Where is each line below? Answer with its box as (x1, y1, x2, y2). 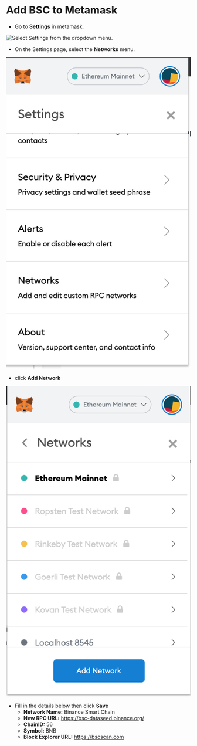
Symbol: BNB (23, 727, 57, 734)
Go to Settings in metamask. (14, 23, 84, 30)
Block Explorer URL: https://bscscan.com (23, 733, 124, 740)
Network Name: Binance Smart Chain (23, 708, 116, 716)
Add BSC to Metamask (6, 4, 118, 17)
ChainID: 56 (23, 721, 53, 728)
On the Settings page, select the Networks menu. (14, 45, 135, 53)
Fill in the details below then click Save (14, 702, 108, 709)
